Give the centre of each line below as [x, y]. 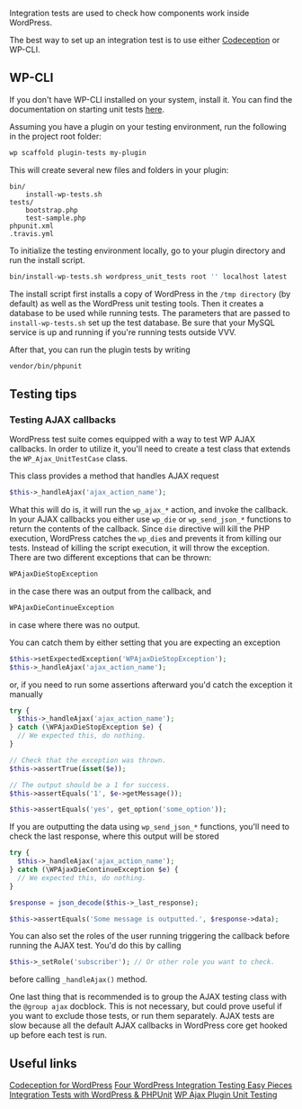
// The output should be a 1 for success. [90, 785]
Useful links [44, 1064]
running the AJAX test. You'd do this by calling [95, 946]
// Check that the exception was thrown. [88, 760]
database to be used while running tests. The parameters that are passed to [150, 313]
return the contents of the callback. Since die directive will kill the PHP [140, 529]
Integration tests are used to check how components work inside [129, 13]
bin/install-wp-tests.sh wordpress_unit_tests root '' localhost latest [148, 277]
